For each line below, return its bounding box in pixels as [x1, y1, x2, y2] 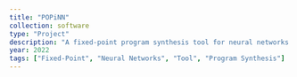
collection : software [9, 21, 90, 30]
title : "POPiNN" [9, 12, 70, 22]
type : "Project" [9, 29, 70, 38]
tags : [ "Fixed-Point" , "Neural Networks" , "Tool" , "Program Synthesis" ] [9, 54, 285, 63]
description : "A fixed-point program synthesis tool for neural [9, 37, 253, 47]
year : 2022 [9, 46, 50, 55]
